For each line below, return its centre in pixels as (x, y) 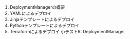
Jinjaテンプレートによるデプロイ (42, 19)
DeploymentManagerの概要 (37, 7)
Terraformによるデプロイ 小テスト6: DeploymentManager (67, 31)
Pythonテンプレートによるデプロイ (44, 25)
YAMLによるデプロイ (31, 13)
